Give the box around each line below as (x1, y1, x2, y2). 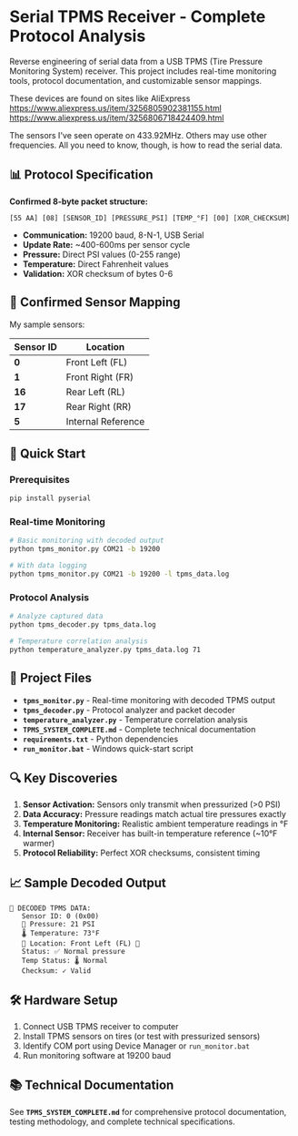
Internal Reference (65, 414, 145, 427)
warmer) (22, 838, 55, 849)
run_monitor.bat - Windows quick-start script (22, 742, 194, 753)
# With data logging (9, 561, 88, 570)
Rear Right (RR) (65, 400, 132, 413)
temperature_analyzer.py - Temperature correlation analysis (22, 713, 248, 725)
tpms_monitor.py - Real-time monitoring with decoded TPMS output (22, 694, 275, 705)
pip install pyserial (9, 494, 92, 503)
